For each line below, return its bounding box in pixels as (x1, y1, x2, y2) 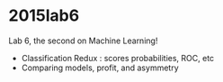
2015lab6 (8, 5, 80, 26)
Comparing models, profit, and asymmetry (21, 62, 179, 73)
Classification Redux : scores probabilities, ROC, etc (21, 52, 215, 63)
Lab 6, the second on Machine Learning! (8, 35, 158, 46)
